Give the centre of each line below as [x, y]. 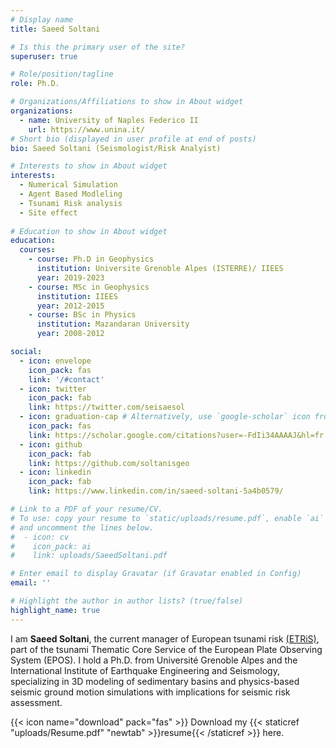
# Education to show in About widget [89, 231]
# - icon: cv [40, 537]
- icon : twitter [53, 389]
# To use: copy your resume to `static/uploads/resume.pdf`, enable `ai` [167, 518]
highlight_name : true [55, 610]
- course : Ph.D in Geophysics [91, 259]
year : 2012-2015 [70, 306]
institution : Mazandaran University [113, 324]
